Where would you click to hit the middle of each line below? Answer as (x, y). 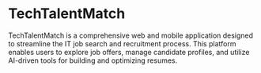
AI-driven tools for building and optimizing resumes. (93, 60)
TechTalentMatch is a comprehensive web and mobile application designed (131, 35)
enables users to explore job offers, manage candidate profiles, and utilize (129, 52)
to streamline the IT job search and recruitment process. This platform (122, 43)
